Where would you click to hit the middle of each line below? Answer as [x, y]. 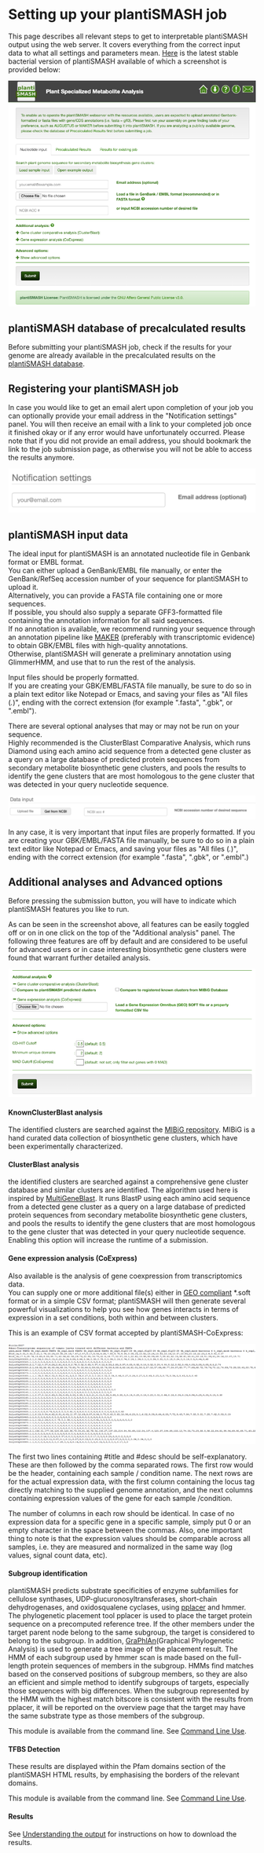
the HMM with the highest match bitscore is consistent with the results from [131, 1699]
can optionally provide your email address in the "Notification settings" [123, 416]
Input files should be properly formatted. [73, 678]
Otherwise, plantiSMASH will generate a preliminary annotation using [120, 654]
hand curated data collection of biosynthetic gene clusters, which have [123, 1138]
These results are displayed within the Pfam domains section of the [117, 1767]
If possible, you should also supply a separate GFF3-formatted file [115, 612]
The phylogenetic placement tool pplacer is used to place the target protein [130, 1616]
